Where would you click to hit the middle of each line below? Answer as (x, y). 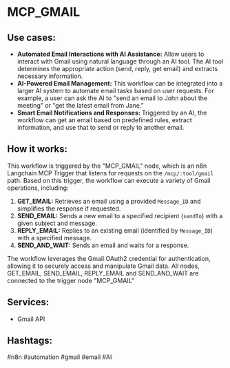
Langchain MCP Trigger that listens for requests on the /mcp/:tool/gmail (111, 173)
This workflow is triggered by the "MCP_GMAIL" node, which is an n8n (107, 166)
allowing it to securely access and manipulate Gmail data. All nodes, (103, 266)
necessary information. (50, 76)
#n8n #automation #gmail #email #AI (60, 357)
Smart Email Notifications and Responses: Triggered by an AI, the (112, 113)
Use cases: (32, 38)
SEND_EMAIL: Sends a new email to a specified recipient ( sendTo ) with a (120, 215)
